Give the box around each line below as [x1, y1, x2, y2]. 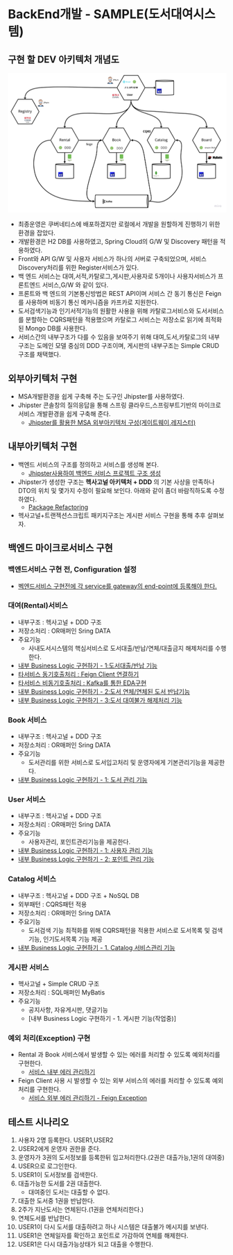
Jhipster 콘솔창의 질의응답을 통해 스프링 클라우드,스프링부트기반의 [17, 401, 197, 410]
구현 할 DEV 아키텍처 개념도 [8, 53, 120, 65]
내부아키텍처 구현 [8, 440, 78, 452]
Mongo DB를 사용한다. [25, 324, 87, 333]
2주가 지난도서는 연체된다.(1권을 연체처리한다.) [17, 1206, 144, 1214]
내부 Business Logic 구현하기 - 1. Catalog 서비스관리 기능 [17, 943, 175, 951]
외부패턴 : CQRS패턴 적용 [17, 900, 87, 908]
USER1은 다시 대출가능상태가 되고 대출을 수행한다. [17, 1240, 153, 1249]
